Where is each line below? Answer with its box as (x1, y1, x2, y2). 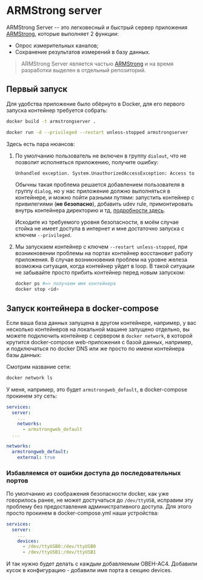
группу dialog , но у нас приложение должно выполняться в (15, 187, 171, 195)
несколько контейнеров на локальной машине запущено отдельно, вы (6, 325, 190, 333)
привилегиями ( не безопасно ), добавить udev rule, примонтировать (15, 201, 193, 208)
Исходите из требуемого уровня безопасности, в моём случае (15, 219, 179, 226)
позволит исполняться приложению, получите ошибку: (15, 158, 159, 165)
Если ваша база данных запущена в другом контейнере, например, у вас (6, 319, 197, 326)
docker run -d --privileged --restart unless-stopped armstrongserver (6, 129, 188, 135)
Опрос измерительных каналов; (15, 42, 99, 49)
